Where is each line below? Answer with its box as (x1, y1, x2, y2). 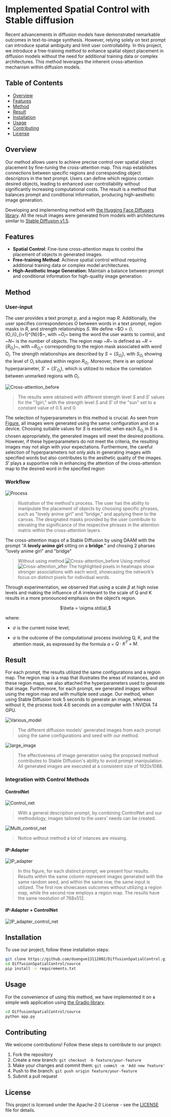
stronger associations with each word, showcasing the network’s (17, 569, 154, 575)
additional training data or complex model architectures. (12, 262, 130, 269)
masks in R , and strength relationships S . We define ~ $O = (5, 326, 128, 332)
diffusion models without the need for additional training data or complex (5, 53, 158, 59)
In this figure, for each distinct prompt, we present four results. (17, 868, 150, 874)
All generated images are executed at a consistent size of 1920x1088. (17, 763, 164, 769)
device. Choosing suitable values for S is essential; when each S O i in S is (5, 426, 158, 434)
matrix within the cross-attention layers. (17, 527, 102, 533)
